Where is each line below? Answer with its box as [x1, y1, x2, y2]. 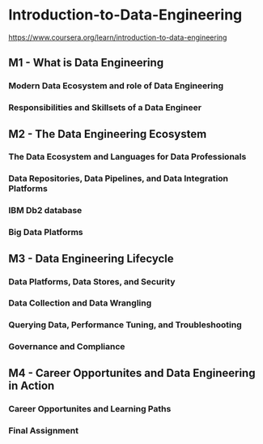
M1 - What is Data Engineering [8, 56, 164, 70]
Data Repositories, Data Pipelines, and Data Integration [8, 173, 229, 184]
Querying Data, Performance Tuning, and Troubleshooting [8, 319, 243, 331]
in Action [8, 378, 55, 392]
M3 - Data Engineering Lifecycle [8, 251, 174, 265]
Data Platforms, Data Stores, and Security [8, 275, 176, 287]
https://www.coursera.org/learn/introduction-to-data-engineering [8, 32, 227, 42]
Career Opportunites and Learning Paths [8, 403, 172, 414]
